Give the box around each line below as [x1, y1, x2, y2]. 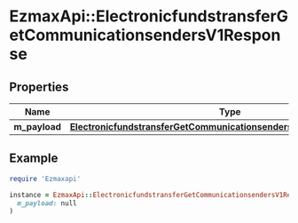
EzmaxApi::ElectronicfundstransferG [9, 6, 288, 27]
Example [9, 151, 59, 166]
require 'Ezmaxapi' [9, 174, 82, 183]
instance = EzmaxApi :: [9, 190, 93, 199]
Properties [9, 79, 69, 94]
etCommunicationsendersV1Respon [9, 25, 281, 45]
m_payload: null [17, 198, 77, 208]
